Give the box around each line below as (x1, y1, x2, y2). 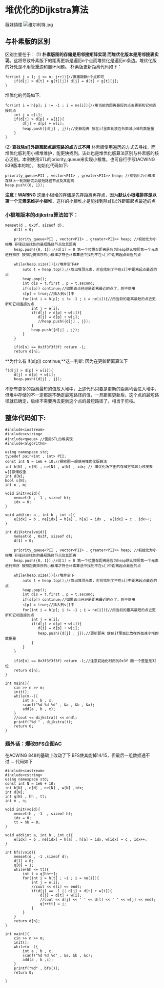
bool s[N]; (5, 478, 27, 483)
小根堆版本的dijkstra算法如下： (5, 212, 79, 218)
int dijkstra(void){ (5, 530, 47, 534)
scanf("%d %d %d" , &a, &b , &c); (22, 953, 93, 958)
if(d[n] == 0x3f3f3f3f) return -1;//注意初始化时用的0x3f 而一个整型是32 (14, 658, 157, 663)
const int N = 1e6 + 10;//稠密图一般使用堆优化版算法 (5, 459, 107, 464)
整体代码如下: (5, 414, 46, 422)
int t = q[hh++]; (22, 872, 58, 877)
